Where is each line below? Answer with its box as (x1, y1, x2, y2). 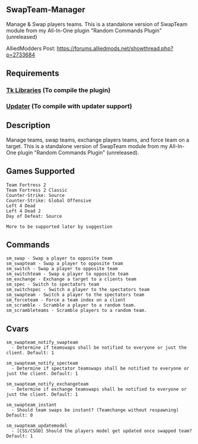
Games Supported (6, 166, 75, 176)
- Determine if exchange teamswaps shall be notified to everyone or (11, 386, 187, 392)
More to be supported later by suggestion (6, 223, 113, 230)
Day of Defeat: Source (6, 213, 62, 219)
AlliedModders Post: (6, 45, 56, 52)
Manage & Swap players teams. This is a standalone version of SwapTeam (6, 20, 188, 27)
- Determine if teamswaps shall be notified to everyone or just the (11, 345, 187, 351)
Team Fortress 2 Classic (6, 187, 68, 193)
